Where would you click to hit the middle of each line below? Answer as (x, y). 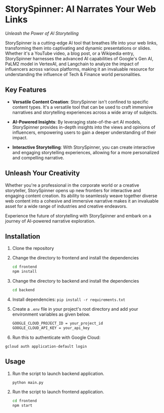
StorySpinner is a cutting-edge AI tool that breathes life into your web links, (81, 42)
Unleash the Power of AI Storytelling (42, 33)
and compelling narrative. (38, 158)
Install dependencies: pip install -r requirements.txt (69, 299)
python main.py (28, 382)
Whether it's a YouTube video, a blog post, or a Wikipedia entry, (70, 53)
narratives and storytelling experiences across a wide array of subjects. (85, 112)
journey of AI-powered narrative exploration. (50, 221)
